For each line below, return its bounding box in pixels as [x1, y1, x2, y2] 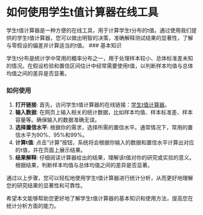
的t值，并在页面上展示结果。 [14, 146, 86, 154]
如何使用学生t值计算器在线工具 [6, 5, 159, 19]
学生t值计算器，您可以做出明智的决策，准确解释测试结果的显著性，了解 [16, 34, 193, 41]
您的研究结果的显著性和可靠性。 [6, 182, 86, 189]
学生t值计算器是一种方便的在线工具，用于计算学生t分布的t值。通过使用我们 [6, 27, 192, 34]
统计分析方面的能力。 [6, 202, 59, 210]
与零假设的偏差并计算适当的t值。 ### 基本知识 [6, 42, 122, 49]
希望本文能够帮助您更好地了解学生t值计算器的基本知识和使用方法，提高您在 [6, 194, 193, 202]
